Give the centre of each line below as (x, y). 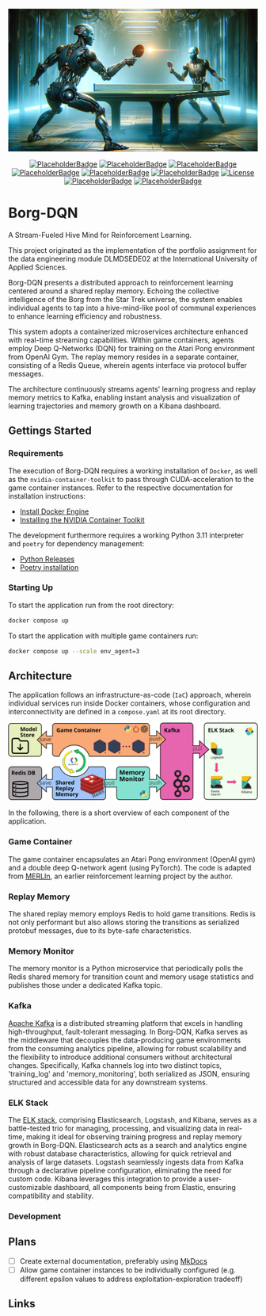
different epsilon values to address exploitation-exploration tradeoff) (131, 1279)
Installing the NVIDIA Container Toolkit (82, 519)
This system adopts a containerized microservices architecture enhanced (128, 331)
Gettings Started (50, 431)
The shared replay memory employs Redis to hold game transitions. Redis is (132, 914)
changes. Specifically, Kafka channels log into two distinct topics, (115, 1065)
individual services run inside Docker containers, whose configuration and (129, 703)
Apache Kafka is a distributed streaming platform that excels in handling (125, 1023)
